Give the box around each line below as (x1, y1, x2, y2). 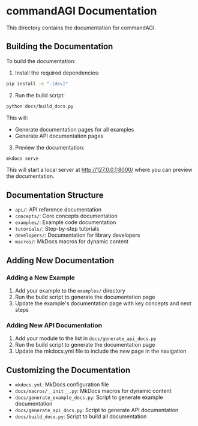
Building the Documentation (6, 41, 113, 52)
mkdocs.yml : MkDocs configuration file (14, 380, 109, 388)
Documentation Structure (6, 190, 104, 200)
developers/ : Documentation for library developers (14, 231, 140, 239)
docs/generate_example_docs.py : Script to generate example (14, 394, 163, 401)
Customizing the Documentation (6, 365, 131, 375)
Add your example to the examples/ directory (14, 287, 126, 294)
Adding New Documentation (6, 255, 115, 266)
